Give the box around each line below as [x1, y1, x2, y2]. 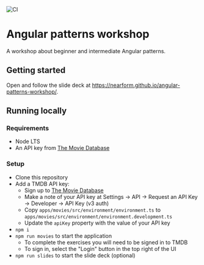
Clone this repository [15, 173, 68, 181]
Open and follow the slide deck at [6, 81, 91, 89]
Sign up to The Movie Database [24, 187, 104, 194]
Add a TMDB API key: [15, 180, 70, 187]
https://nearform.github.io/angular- [92, 81, 180, 89]
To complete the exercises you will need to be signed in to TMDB [24, 239, 188, 246]
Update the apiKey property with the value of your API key [24, 219, 170, 226]
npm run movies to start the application [15, 232, 112, 239]
